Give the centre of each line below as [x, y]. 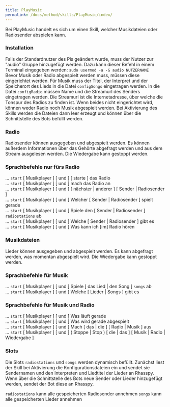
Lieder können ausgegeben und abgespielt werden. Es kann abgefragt [79, 251]
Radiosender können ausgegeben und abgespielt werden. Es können [78, 143]
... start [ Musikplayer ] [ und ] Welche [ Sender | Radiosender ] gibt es [80, 221]
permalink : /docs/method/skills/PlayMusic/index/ [59, 15]
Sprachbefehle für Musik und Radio [50, 305]
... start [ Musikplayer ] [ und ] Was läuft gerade [56, 316]
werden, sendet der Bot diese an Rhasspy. [50, 384]
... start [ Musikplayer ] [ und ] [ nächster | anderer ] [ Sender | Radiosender [85, 189]
